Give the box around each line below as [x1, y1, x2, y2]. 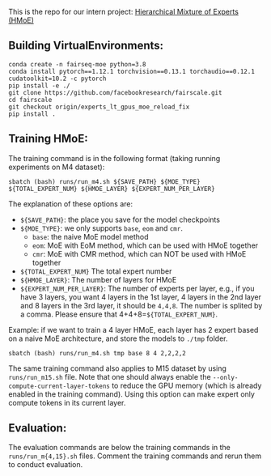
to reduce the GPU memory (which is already [112, 380, 262, 390]
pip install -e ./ [8, 81, 70, 90]
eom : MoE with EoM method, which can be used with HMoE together [32, 240, 259, 250]
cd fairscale [8, 96, 53, 104]
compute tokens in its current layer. [8, 397, 126, 407]
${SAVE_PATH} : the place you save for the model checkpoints [19, 215, 221, 224]
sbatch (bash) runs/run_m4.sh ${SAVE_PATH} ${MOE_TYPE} [8, 177, 201, 185]
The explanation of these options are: [8, 198, 133, 209]
